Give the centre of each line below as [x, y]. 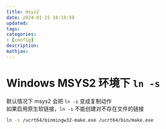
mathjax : [17, 51]
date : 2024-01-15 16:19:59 [40, 18]
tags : [13, 29]
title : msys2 [23, 12]
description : [23, 46]
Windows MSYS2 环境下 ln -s [83, 83]
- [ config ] [20, 40]
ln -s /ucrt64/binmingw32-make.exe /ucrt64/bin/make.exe [80, 120]
